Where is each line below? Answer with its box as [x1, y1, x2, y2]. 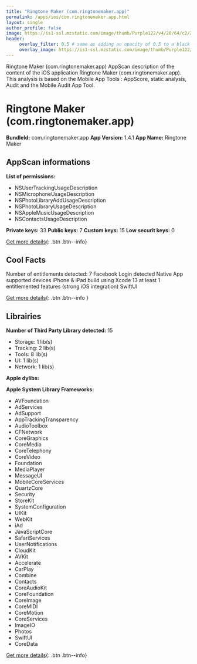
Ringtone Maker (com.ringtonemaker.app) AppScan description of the [6, 63, 175, 70]
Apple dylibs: [6, 375, 39, 382]
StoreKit [14, 497, 35, 504]
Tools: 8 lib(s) [14, 351, 48, 358]
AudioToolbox [14, 422, 48, 429]
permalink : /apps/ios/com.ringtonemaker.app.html [6, 14, 130, 20]
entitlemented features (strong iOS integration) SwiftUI [6, 283, 138, 290]
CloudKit [14, 547, 36, 554]
